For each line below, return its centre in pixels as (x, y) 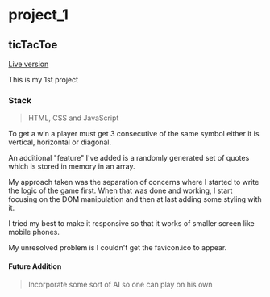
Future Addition (35, 266)
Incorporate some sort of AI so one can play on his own (120, 284)
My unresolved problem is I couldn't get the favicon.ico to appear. (118, 248)
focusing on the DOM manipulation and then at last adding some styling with (135, 199)
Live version (29, 64)
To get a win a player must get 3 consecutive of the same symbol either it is (134, 134)
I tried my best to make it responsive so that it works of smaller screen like (132, 224)
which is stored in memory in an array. (72, 166)
